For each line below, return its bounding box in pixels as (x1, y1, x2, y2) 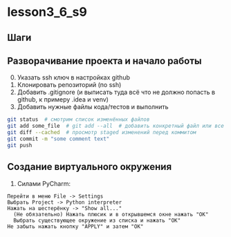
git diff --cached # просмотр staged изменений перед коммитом (7, 129, 196, 136)
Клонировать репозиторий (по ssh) (17, 81, 122, 89)
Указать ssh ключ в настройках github (17, 73, 130, 82)
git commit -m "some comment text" (7, 135, 110, 142)
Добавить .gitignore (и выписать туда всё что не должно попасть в (17, 88, 216, 97)
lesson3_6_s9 (7, 4, 88, 20)
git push (7, 142, 33, 149)
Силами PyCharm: (17, 179, 71, 187)
